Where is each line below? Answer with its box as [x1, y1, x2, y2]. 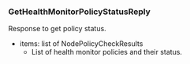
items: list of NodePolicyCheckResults [19, 39, 143, 48]
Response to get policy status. [8, 24, 106, 34]
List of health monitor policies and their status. [31, 48, 183, 57]
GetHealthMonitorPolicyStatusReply [8, 6, 151, 17]
